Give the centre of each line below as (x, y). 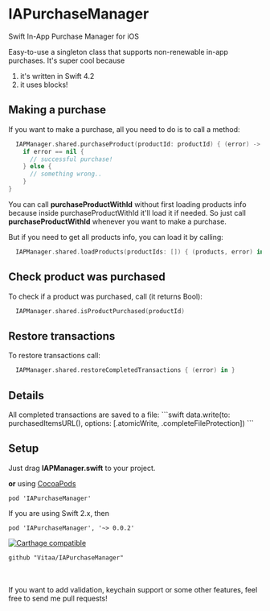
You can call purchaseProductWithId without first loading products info (127, 204)
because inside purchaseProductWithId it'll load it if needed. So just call (127, 213)
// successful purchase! (71, 159)
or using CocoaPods (42, 483)
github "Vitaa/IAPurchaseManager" (66, 557)
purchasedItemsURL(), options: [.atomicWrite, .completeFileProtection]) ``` (131, 423)
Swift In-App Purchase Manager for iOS (74, 36)
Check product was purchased (87, 277)
